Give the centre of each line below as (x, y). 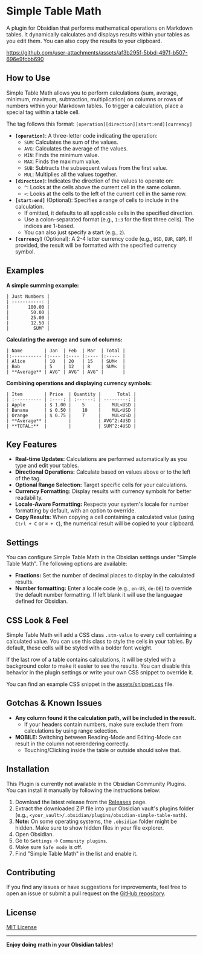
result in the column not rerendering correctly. (72, 744)
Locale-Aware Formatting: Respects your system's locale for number (102, 504)
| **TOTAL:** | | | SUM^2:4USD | (71, 426)
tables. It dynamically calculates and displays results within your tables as (98, 34)
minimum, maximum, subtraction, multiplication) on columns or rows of (95, 99)
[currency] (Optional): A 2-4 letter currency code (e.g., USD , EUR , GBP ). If (104, 238)
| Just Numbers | (28, 296)
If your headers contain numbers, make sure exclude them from (103, 724)
